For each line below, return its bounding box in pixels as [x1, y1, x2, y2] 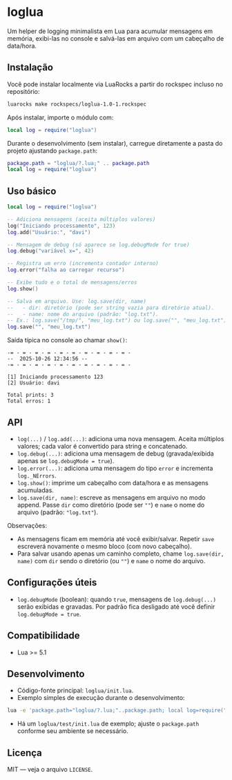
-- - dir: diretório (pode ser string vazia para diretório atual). [7, 304, 215, 311]
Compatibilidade [7, 630, 81, 642]
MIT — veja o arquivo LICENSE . [7, 766, 93, 774]
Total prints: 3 [7, 391, 54, 399]
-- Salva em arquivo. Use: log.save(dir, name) [7, 298, 147, 304]
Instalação [7, 61, 54, 73]
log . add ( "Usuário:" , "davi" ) [7, 228, 91, 235]
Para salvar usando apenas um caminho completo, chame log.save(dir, [17, 549, 224, 558]
